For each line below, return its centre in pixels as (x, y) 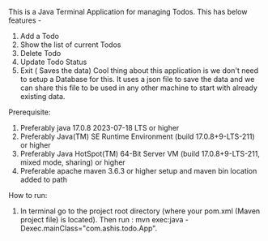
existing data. (43, 96)
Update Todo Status (53, 62)
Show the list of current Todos (70, 45)
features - (25, 20)
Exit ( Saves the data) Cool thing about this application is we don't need (139, 71)
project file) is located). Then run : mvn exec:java (102, 219)
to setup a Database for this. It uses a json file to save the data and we (137, 79)
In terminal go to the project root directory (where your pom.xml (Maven (140, 211)
